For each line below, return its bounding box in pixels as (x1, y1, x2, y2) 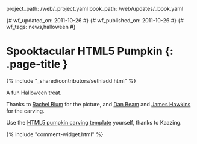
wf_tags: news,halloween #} (6, 24, 76, 30)
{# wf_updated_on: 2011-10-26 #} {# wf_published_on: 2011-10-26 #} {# (6, 17, 184, 24)
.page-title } (6, 57, 68, 71)
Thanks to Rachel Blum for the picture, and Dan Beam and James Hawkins (6, 100, 191, 108)
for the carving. (6, 107, 45, 114)
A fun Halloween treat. (6, 89, 62, 96)
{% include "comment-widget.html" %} (6, 130, 104, 138)
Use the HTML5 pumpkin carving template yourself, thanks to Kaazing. (6, 119, 182, 126)
